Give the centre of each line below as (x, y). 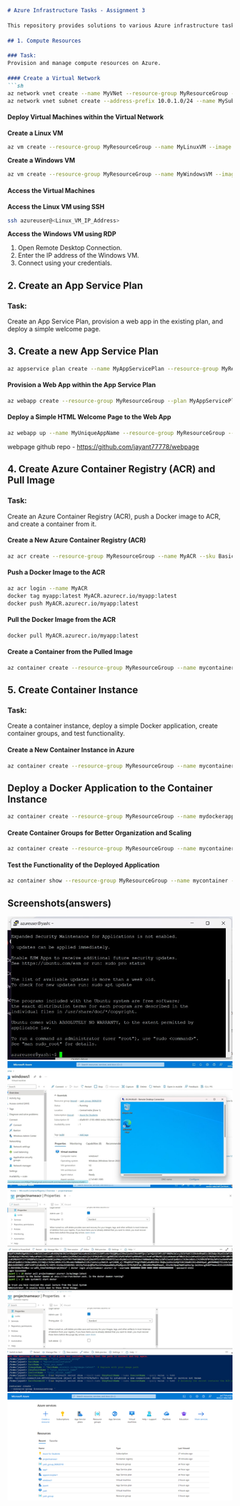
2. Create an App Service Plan (75, 285)
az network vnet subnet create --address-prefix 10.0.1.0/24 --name (111, 101)
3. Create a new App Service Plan (83, 352)
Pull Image (31, 480)
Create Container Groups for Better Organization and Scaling (99, 833)
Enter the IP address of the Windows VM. (78, 256)
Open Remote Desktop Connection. (70, 248)
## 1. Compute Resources (44, 41)
